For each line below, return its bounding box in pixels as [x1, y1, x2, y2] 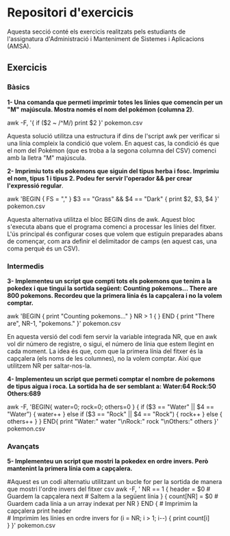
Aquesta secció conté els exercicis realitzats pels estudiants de [7, 27, 186, 36]
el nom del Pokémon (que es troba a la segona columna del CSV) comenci [7, 146, 217, 155]
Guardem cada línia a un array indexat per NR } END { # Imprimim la [7, 500, 199, 508]
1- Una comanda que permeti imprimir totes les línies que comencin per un [7, 98, 223, 106]
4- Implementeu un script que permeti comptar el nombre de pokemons [7, 374, 216, 383]
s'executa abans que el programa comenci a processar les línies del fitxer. [7, 222, 216, 231]
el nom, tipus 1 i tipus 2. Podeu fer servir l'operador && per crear [7, 174, 193, 182]
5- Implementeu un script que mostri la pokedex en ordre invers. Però [7, 457, 209, 465]
